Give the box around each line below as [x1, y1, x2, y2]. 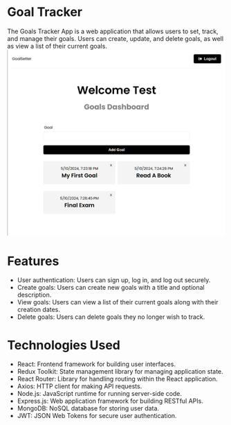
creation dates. [17, 306, 61, 314]
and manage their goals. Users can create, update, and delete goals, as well [7, 34, 223, 42]
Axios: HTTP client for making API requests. [17, 382, 142, 390]
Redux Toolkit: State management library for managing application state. [17, 367, 223, 376]
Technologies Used [7, 337, 121, 353]
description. [17, 290, 52, 299]
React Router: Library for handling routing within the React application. [17, 375, 218, 383]
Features [7, 253, 59, 269]
